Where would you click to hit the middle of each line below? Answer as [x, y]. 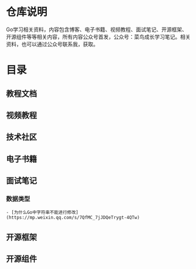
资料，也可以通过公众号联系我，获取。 [52, 44]
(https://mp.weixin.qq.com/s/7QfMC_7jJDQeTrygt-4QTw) [73, 218]
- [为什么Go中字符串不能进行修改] [42, 213]
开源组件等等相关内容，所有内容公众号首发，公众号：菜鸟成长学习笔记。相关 [98, 36]
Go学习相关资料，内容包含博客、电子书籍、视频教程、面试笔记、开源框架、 [97, 29]
